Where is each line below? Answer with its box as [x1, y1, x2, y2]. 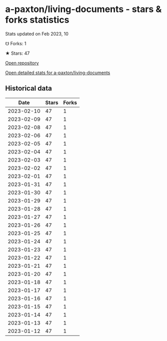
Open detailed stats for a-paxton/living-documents [5, 69, 110, 76]
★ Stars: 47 [5, 50, 30, 56]
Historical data [5, 84, 52, 93]
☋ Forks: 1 [5, 40, 27, 46]
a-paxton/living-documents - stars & [5, 4, 162, 15]
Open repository [5, 60, 39, 66]
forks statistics [5, 14, 69, 26]
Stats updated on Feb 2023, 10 [5, 31, 69, 37]
